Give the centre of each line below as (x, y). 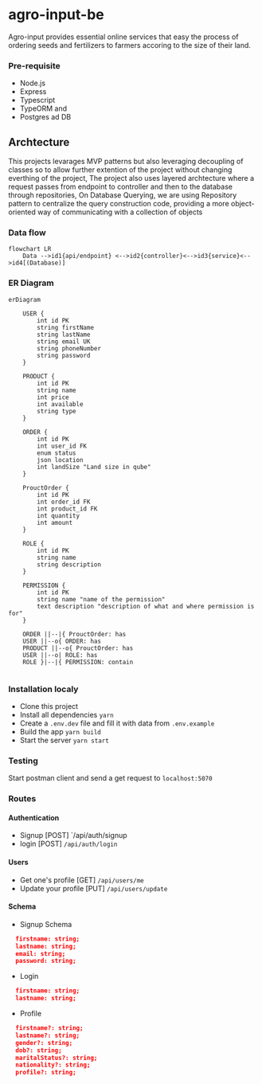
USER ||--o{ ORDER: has (62, 641)
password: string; (46, 961)
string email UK (64, 341)
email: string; (41, 953)
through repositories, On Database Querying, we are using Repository (123, 195)
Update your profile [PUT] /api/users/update (94, 888)
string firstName (65, 327)
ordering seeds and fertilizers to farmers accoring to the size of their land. (129, 45)
